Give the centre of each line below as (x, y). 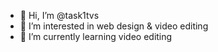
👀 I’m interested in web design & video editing (114, 26)
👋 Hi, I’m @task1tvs (59, 15)
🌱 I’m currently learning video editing (96, 36)
